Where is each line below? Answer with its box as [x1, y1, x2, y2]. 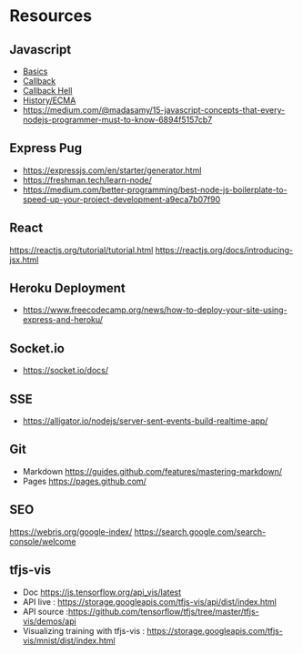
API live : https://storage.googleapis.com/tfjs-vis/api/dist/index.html [22, 596, 278, 607]
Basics [22, 66, 48, 77]
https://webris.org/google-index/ [9, 526, 133, 537]
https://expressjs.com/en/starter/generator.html [22, 165, 202, 176]
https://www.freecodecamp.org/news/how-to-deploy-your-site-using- [22, 304, 288, 315]
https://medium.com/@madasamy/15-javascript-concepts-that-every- [22, 105, 286, 115]
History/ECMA [22, 95, 76, 106]
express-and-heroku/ [22, 314, 103, 325]
